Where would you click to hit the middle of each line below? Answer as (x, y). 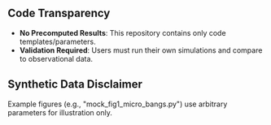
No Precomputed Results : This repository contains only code (122, 32)
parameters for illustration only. (60, 112)
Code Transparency (59, 13)
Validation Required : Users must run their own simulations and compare (141, 50)
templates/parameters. (57, 41)
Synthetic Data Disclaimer (75, 84)
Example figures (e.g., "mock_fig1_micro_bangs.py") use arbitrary (118, 104)
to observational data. (56, 58)
